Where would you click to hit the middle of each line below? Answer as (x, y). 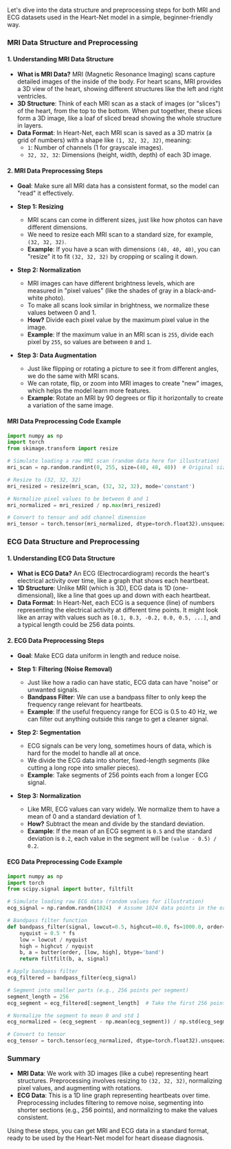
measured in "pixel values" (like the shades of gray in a (105, 291)
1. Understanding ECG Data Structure (61, 558)
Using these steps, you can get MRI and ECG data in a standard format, (108, 1131)
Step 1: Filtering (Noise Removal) (65, 669)
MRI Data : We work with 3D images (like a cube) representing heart (112, 1073)
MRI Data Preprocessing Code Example (64, 421)
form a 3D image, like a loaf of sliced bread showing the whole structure (119, 118)
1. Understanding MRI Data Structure (60, 59)
